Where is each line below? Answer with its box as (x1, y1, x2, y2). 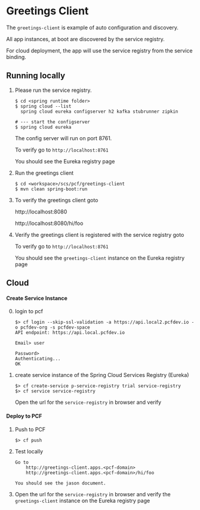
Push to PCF (14, 425, 46, 433)
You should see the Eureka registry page (14, 157, 115, 165)
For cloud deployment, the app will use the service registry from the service (6, 47, 193, 54)
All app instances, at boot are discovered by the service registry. (6, 35, 165, 42)
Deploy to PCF (6, 412, 42, 419)
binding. (6, 53, 27, 60)
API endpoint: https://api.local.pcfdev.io (14, 330, 125, 336)
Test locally (14, 447, 44, 455)
